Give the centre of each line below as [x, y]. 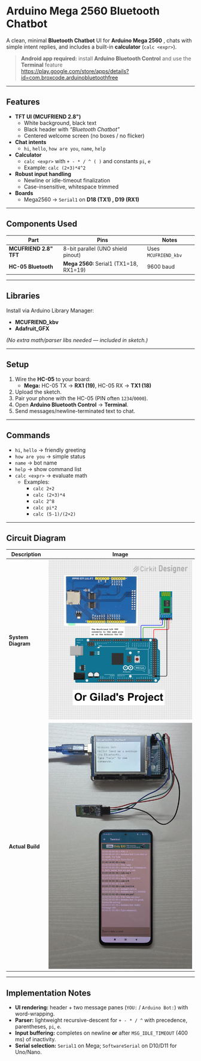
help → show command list [48, 469]
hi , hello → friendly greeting [50, 450]
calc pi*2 [45, 508]
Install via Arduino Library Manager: [50, 310]
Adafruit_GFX [32, 328]
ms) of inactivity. [35, 1039]
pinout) [72, 255]
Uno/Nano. [28, 1052]
